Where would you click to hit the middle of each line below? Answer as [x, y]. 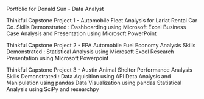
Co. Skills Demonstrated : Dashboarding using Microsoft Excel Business [96, 27]
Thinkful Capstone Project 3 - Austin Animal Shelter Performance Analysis [100, 70]
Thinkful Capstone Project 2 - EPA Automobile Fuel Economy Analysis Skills [101, 45]
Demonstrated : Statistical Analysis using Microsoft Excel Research [90, 52]
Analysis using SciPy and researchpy [53, 89]
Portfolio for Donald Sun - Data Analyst [55, 9]
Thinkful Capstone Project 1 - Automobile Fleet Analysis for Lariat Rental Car [102, 20]
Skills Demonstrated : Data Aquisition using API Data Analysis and [89, 76]
